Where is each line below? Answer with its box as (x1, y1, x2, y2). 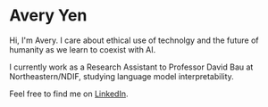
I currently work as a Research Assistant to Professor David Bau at (9, 62, 254, 72)
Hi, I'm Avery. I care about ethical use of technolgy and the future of (9, 35, 259, 45)
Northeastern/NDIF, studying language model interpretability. (9, 70, 234, 81)
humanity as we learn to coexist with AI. (9, 44, 156, 54)
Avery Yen (9, 5, 88, 26)
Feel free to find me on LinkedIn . (9, 88, 129, 99)
